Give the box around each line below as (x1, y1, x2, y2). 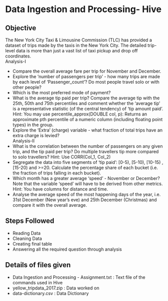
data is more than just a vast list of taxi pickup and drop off (16, 48, 138, 53)
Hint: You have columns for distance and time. (12, 186, 108, 192)
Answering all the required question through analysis (12, 246, 122, 252)
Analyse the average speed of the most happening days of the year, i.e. (12, 192, 161, 197)
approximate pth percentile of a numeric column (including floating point (12, 116, 163, 122)
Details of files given (5, 261, 71, 269)
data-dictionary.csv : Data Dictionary (12, 290, 89, 296)
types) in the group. (12, 122, 54, 128)
